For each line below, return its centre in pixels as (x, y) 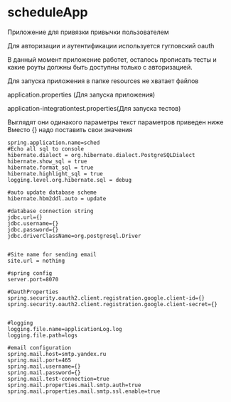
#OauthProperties (33, 292)
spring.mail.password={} (44, 373)
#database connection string (50, 211)
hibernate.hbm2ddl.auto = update (57, 199)
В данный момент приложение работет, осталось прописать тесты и (112, 59)
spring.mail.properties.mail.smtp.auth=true (74, 385)
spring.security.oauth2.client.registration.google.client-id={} (106, 298)
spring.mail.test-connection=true (59, 379)
